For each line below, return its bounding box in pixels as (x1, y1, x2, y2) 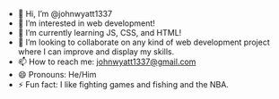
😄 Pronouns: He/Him (17, 70, 97, 79)
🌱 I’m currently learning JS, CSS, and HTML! (17, 28, 182, 37)
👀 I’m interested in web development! (17, 18, 155, 29)
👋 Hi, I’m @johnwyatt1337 (17, 9, 113, 19)
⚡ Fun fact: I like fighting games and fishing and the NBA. (17, 79, 229, 89)
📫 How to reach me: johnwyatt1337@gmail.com (17, 56, 196, 67)
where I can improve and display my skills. (17, 46, 175, 57)
